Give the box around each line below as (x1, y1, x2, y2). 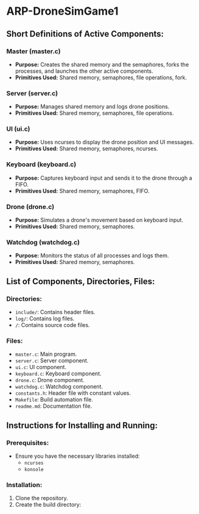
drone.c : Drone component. (15, 376, 85, 384)
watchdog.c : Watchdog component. (15, 383, 103, 391)
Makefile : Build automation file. (15, 396, 93, 403)
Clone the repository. (15, 494, 68, 502)
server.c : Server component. (15, 357, 89, 364)
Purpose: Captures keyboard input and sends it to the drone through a (15, 174, 192, 182)
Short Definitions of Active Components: (6, 29, 164, 39)
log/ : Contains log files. (15, 315, 75, 322)
